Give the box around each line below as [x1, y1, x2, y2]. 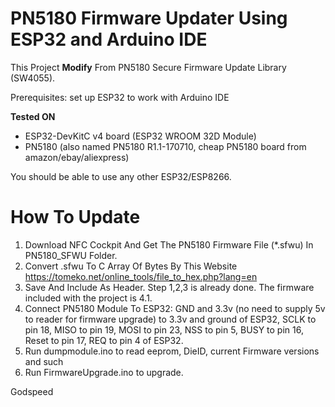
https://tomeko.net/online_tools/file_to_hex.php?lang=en [24, 270, 258, 282]
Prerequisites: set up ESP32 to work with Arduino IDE [10, 91, 230, 103]
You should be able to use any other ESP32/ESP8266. [10, 170, 232, 182]
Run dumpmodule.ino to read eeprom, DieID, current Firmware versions [24, 345, 320, 357]
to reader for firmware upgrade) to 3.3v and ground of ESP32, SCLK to [24, 313, 317, 325]
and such [24, 355, 64, 367]
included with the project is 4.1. [24, 292, 153, 304]
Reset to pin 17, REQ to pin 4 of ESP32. [24, 334, 184, 346]
